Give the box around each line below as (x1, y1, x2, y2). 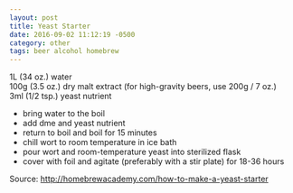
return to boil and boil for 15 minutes (22, 127, 157, 138)
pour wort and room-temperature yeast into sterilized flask (22, 146, 241, 158)
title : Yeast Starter (9, 22, 91, 31)
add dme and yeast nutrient (22, 118, 126, 129)
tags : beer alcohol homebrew (9, 47, 119, 56)
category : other (9, 38, 71, 48)
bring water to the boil (22, 108, 106, 119)
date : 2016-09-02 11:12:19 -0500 (9, 30, 136, 39)
